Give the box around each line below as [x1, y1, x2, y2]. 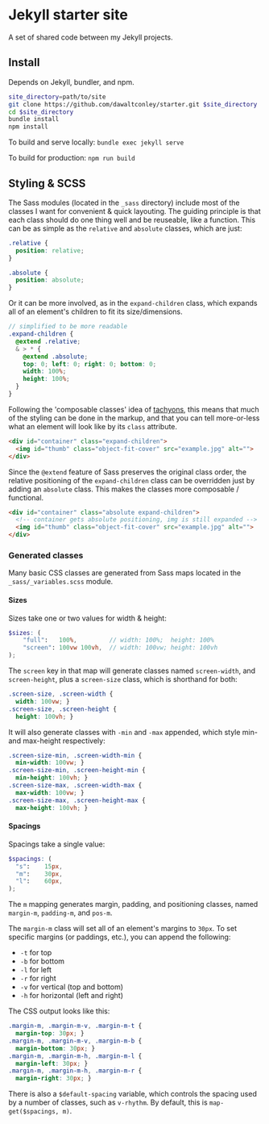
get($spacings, [8, 1108, 60, 1116]
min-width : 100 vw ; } [15, 758, 85, 767]
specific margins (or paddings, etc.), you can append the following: [8, 932, 231, 942]
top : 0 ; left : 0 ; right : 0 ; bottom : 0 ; [23, 360, 157, 368]
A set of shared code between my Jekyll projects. [8, 32, 173, 42]
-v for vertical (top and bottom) [19, 982, 123, 992]
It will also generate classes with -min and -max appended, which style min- [8, 727, 258, 737]
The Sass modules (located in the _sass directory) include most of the [8, 198, 240, 207]
